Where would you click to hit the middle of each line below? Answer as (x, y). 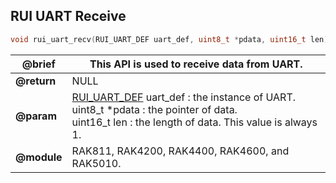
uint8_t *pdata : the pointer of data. (154, 109)
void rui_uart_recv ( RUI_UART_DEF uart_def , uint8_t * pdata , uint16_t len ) (169, 39)
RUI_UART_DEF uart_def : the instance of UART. (184, 97)
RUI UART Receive (68, 16)
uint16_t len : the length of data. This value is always (194, 122)
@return (36, 81)
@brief (38, 64)
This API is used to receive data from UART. (196, 64)
